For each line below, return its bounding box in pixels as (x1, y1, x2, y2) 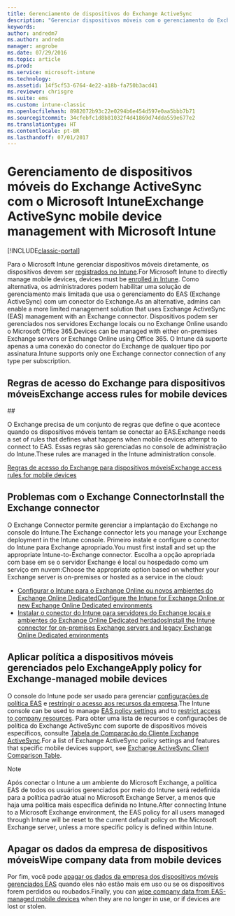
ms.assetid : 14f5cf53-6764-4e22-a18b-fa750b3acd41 (7, 82, 158, 89)
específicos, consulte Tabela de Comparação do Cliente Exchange (7, 728, 199, 737)
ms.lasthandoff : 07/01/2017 (7, 134, 90, 141)
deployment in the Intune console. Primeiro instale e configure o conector (7, 535, 220, 544)
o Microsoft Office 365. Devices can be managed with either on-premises (7, 327, 218, 336)
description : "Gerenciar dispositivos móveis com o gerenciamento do (7, 17, 215, 24)
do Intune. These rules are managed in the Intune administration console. (7, 450, 216, 458)
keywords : (7, 23, 36, 30)
